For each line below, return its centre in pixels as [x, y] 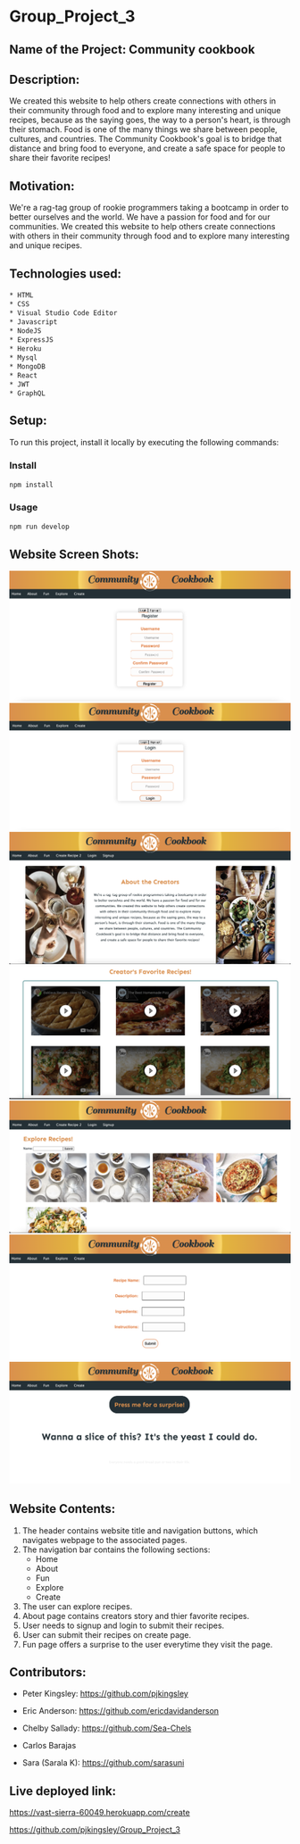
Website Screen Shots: [75, 554]
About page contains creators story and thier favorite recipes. [136, 1616]
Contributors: [48, 1672]
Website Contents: [62, 1509]
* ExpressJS [31, 340]
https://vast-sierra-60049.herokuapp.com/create [100, 1813]
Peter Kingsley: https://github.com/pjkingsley [105, 1694]
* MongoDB [28, 367]
